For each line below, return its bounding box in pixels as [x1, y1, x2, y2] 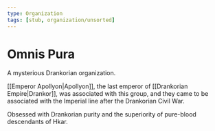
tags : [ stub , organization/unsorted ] [7, 17, 115, 23]
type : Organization [7, 10, 63, 17]
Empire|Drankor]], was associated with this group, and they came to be [7, 90, 209, 98]
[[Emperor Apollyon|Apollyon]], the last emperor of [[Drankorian [7, 82, 188, 90]
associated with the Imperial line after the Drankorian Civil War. [7, 97, 185, 105]
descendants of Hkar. [7, 118, 68, 126]
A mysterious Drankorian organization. [7, 69, 116, 77]
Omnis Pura [7, 46, 76, 62]
